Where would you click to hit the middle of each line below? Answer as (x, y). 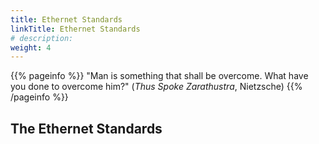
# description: (42, 38)
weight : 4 (31, 47)
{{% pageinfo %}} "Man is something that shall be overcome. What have (159, 76)
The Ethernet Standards (86, 128)
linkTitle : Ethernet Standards (75, 29)
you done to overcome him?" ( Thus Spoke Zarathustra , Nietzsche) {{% (156, 87)
